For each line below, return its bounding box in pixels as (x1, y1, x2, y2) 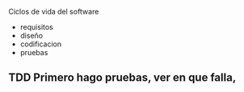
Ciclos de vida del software (8, 7, 99, 16)
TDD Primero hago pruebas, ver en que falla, (8, 71, 237, 85)
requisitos (19, 22, 54, 31)
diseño (19, 31, 43, 40)
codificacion (19, 39, 62, 49)
